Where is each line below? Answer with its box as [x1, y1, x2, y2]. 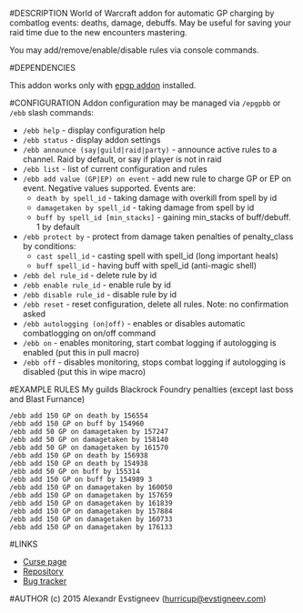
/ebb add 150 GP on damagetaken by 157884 [9, 507, 173, 516]
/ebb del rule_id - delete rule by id [22, 270, 157, 280]
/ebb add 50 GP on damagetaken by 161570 [9, 443, 169, 452]
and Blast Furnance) [9, 394, 86, 404]
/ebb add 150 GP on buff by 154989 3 [9, 475, 153, 484]
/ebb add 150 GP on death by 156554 [9, 411, 148, 420]
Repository [22, 566, 64, 577]
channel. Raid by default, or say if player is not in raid [22, 154, 222, 165]
